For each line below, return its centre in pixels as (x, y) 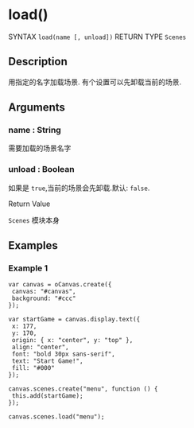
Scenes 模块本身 (34, 220)
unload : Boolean (41, 169)
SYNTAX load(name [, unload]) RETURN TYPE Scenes (97, 37)
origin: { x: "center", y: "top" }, (72, 340)
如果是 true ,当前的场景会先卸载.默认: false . (79, 188)
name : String (35, 130)
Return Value (29, 204)
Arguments (37, 108)
